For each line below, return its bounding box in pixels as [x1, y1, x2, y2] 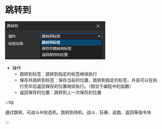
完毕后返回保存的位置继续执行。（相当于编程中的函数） [24, 83, 134, 89]
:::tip [5, 99, 14, 105]
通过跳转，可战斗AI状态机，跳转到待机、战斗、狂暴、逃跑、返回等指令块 [5, 109, 151, 115]
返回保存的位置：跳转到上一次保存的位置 [19, 89, 102, 95]
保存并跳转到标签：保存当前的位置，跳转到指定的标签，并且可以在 [19, 77, 153, 83]
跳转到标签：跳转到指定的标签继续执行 [19, 71, 97, 77]
